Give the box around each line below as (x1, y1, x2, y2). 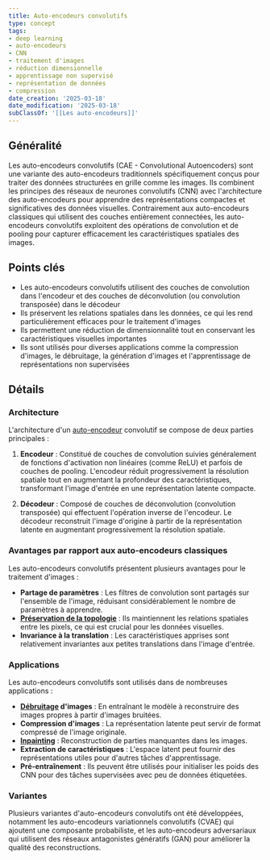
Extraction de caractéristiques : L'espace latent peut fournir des (19, 744, 236, 754)
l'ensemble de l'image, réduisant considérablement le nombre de (19, 596, 236, 605)
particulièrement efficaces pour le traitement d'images (19, 316, 201, 326)
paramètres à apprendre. (19, 604, 103, 614)
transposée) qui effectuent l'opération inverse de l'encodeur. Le (19, 508, 232, 517)
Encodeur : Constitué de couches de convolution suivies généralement (19, 449, 256, 459)
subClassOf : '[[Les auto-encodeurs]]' (8, 110, 139, 118)
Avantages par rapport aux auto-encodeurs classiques (8, 545, 228, 556)
